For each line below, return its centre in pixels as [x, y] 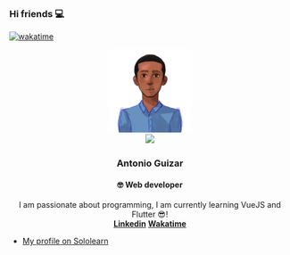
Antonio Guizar [150, 163]
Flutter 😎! [150, 214]
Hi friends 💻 [37, 13]
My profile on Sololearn [65, 241]
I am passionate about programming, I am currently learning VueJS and [150, 205]
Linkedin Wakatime [150, 224]
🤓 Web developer [150, 185]
